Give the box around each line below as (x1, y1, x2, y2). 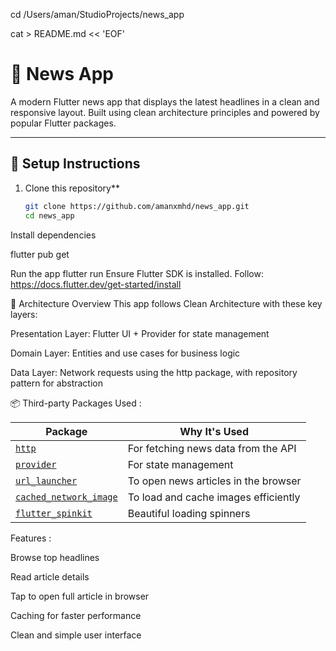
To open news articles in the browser (127, 474, 302, 488)
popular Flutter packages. (10, 117, 117, 129)
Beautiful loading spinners (127, 506, 251, 520)
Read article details (10, 570, 90, 583)
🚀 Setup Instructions (10, 155, 141, 173)
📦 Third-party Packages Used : (10, 397, 142, 409)
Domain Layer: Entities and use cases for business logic (10, 347, 241, 359)
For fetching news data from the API (127, 441, 297, 455)
